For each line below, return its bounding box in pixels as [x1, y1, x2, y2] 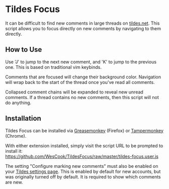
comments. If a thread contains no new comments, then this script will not [5, 94, 159, 100]
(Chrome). [5, 133, 27, 139]
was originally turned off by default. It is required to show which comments [5, 173, 161, 179]
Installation [5, 114, 41, 123]
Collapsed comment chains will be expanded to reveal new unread [5, 89, 144, 95]
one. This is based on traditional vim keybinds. [5, 64, 102, 70]
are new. [5, 179, 23, 185]
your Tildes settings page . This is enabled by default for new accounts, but [5, 168, 161, 174]
